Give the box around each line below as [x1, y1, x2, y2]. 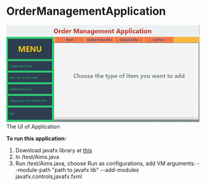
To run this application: [6, 135, 67, 142]
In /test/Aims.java [15, 153, 59, 161]
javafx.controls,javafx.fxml [15, 173, 82, 180]
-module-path [15, 166, 51, 174]
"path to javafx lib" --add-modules [51, 166, 139, 174]
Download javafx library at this [15, 147, 93, 154]
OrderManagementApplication [6, 4, 166, 18]
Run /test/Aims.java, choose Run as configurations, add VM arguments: [15, 160, 196, 167]
